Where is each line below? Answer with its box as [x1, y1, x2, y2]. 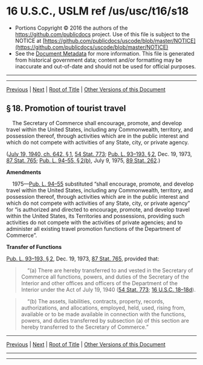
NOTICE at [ [14, 37, 45, 44]
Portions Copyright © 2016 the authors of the [14, 24, 128, 31]
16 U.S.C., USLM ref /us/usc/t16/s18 [6, 4, 189, 18]
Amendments [6, 168, 41, 176]
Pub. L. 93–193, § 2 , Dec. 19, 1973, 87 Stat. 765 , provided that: [6, 255, 159, 262]
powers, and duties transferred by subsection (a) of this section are [21, 317, 189, 324]
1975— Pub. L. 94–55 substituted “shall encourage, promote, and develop [11, 180, 195, 187]
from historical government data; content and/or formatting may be [14, 56, 182, 63]
